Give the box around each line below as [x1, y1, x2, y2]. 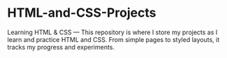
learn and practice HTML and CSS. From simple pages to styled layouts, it [7, 35, 220, 43]
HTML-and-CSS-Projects [7, 5, 156, 21]
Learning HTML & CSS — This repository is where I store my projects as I [7, 28, 218, 36]
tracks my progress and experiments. [7, 43, 115, 51]
